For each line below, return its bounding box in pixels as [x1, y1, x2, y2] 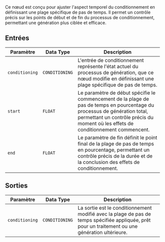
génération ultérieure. [78, 229, 128, 236]
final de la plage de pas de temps [78, 140, 154, 147]
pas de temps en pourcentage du [78, 102, 155, 108]
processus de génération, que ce [78, 69, 154, 76]
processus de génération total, [78, 108, 148, 114]
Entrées [5, 34, 29, 42]
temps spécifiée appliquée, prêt [78, 216, 151, 223]
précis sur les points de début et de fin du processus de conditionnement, [5, 15, 155, 20]
